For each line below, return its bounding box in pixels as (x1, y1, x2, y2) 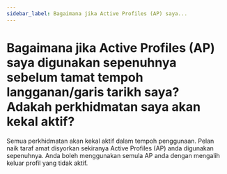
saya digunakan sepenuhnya (6, 55, 177, 70)
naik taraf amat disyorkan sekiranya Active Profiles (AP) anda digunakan (6, 143, 214, 153)
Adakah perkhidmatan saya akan (6, 98, 201, 114)
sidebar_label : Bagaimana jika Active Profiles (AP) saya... (6, 10, 188, 17)
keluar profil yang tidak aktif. (6, 159, 88, 167)
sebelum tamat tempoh (6, 69, 143, 85)
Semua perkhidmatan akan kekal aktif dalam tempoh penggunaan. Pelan (6, 137, 214, 145)
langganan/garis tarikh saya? (6, 84, 180, 100)
